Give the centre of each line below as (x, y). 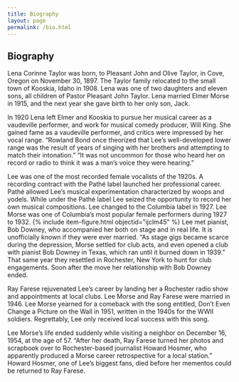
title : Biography (33, 14)
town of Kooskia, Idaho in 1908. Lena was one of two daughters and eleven (117, 88)
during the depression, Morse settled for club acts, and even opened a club (118, 245)
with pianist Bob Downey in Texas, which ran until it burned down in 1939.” (116, 252)
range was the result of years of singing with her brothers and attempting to (118, 148)
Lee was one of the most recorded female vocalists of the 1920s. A (106, 177)
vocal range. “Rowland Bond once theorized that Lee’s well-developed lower (119, 140)
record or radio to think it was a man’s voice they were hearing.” (101, 163)
